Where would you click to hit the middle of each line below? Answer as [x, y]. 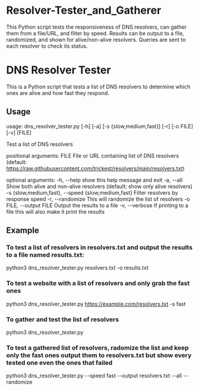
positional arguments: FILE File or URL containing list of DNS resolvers [93, 155]
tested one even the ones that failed [59, 363]
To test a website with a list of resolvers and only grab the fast [98, 283]
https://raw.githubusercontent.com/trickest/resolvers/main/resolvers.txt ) [96, 168]
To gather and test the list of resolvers [63, 319]
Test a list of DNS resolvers [40, 144]
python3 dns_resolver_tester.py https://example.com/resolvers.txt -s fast [96, 304]
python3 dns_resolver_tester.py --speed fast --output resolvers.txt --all [94, 376]
